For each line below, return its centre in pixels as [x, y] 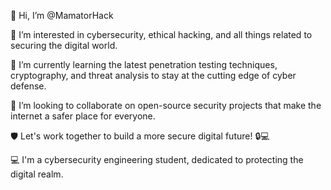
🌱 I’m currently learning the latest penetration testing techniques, [144, 64]
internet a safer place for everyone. [83, 116]
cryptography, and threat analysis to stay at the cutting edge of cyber [153, 75]
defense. [28, 86]
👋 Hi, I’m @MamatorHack [62, 15]
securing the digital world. [64, 45]
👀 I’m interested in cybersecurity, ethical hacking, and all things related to [161, 34]
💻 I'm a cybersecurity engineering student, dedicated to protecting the [157, 159]
